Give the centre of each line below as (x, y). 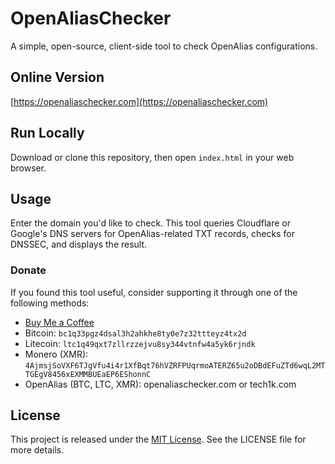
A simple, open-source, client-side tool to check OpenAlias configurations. (164, 46)
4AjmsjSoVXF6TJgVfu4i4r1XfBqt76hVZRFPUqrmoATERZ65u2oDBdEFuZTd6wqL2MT (175, 365)
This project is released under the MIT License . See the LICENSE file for (158, 439)
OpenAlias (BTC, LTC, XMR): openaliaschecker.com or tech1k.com (160, 384)
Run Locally (47, 133)
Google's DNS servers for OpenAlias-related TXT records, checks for (152, 234)
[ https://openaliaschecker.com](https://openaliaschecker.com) (139, 101)
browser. (28, 168)
